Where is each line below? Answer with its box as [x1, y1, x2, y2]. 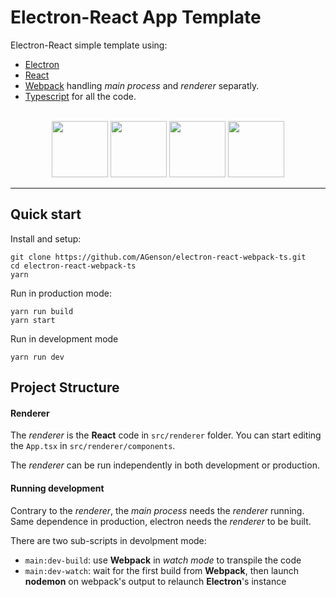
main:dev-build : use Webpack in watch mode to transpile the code [24, 554, 302, 566]
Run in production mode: [10, 287, 112, 299]
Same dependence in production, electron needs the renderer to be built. [10, 515, 312, 527]
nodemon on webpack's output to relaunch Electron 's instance [24, 575, 287, 587]
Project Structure [10, 379, 120, 396]
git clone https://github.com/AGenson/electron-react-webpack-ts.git [10, 252, 307, 262]
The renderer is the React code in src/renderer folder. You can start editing [10, 429, 322, 441]
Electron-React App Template [10, 6, 262, 29]
